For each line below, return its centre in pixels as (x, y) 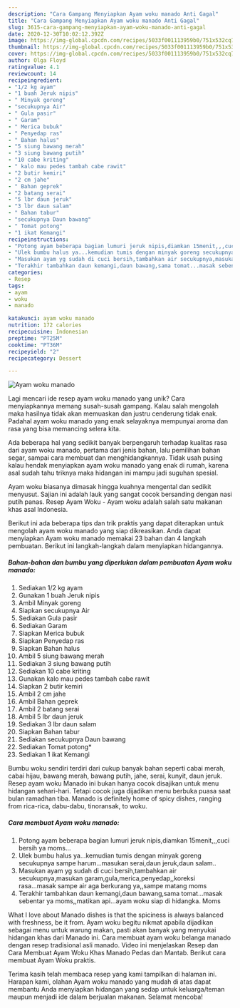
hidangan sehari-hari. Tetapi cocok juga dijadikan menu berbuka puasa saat (119, 791)
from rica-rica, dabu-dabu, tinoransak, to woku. (78, 806)
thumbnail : (24, 47)
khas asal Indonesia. (38, 510)
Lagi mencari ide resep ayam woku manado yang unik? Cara (97, 398)
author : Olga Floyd (37, 61)
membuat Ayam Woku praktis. (52, 960)
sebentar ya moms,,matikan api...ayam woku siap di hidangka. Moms (120, 901)
